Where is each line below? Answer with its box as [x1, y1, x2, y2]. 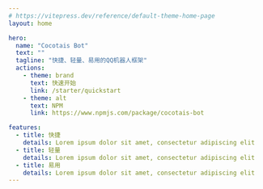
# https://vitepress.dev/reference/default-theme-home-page [8, 11, 216, 20]
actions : [15, 64, 45, 73]
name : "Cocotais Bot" [15, 41, 89, 49]
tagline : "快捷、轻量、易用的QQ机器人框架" [15, 57, 147, 65]
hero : [8, 34, 27, 42]
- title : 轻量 [15, 146, 61, 154]
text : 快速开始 [29, 78, 77, 87]
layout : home [8, 19, 53, 27]
